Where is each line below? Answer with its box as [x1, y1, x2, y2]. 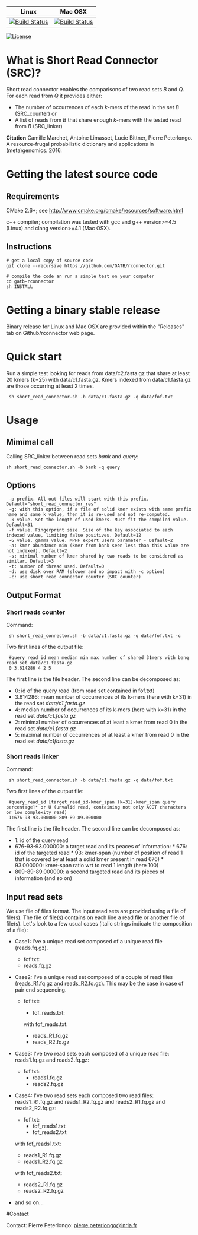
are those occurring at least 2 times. [6, 382, 95, 389]
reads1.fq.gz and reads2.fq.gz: [14, 1056, 90, 1063]
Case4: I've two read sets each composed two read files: [14, 1092, 154, 1099]
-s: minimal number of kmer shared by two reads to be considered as [8, 553, 184, 559]
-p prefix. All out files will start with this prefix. [8, 496, 150, 502]
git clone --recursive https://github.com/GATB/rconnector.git [6, 262, 165, 269]
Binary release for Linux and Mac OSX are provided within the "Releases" [6, 323, 185, 330]
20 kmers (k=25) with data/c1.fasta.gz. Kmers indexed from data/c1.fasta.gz [6, 376, 191, 383]
